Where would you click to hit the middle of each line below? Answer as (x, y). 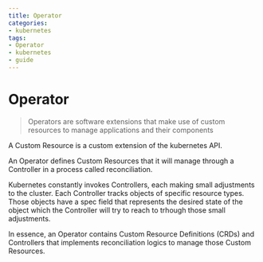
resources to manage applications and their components (120, 130)
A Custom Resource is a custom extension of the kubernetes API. (116, 145)
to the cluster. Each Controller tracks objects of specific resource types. (126, 193)
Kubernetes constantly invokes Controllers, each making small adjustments (131, 185)
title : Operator (35, 16)
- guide (21, 61)
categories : (28, 23)
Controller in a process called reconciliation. (80, 169)
